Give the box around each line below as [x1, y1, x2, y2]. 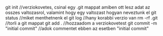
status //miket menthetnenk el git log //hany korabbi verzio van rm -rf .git [5, 15, 158, 20]
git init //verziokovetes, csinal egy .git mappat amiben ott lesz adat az [5, 4, 150, 10]
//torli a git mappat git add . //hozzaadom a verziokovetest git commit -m [5, 20, 157, 26]
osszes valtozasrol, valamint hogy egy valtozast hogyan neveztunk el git [5, 9, 156, 15]
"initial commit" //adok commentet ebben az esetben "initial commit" [5, 25, 149, 31]
